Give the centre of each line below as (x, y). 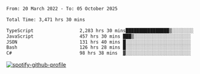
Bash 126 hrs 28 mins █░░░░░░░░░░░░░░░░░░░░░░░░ (98, 48)
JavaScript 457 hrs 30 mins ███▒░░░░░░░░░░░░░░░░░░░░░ (98, 36)
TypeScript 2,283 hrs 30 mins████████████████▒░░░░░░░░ (100, 30)
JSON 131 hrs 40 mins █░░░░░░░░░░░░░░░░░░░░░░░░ (98, 42)
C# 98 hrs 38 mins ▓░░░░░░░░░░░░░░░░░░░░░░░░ (98, 53)
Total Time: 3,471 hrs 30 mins (46, 19)
